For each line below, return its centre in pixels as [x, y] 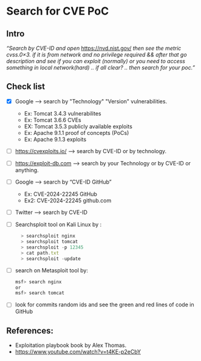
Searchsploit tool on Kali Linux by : [58, 225]
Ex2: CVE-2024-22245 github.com [68, 201]
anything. [27, 170]
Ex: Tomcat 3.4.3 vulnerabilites [63, 113]
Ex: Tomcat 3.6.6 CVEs [53, 120]
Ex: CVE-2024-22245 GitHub [60, 194]
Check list [26, 87]
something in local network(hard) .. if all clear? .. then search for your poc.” [101, 67]
